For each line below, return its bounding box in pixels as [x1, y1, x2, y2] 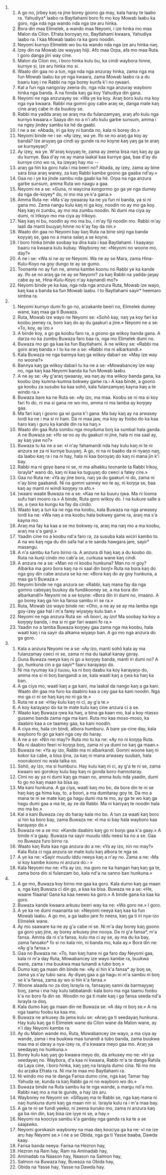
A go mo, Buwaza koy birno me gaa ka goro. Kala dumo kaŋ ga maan [17, 881, 161, 887]
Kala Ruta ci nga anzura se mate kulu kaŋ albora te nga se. [17, 849, 139, 855]
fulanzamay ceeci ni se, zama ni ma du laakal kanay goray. [17, 651, 139, 657]
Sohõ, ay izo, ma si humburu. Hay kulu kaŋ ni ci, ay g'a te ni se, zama [17, 763, 161, 769]
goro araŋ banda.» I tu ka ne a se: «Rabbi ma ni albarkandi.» [17, 347, 142, 352]
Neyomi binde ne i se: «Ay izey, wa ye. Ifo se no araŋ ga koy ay [17, 133, 148, 138]
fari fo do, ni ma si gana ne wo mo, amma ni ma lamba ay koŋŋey [17, 400, 152, 405]
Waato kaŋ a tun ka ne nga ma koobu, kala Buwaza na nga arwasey [17, 507, 157, 513]
